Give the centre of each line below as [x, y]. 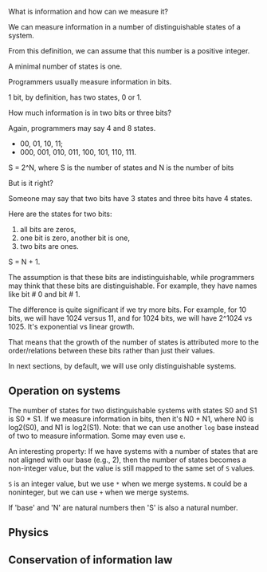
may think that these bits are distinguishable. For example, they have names [133, 286]
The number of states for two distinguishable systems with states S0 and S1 [133, 410]
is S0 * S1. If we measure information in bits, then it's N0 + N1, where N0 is [131, 419]
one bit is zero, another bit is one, [75, 238]
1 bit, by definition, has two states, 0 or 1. [75, 97]
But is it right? [31, 183]
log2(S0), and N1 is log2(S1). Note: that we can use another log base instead [133, 427]
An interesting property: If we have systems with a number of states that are [133, 451]
